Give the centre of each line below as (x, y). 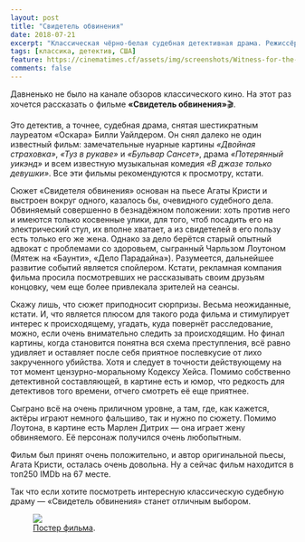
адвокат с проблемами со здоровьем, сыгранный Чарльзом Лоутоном (148, 248)
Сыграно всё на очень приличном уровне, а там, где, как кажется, (140, 408)
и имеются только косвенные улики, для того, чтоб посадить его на (142, 219)
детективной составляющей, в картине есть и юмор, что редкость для (148, 381)
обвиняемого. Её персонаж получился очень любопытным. (126, 437)
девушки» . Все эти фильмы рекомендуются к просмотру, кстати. (137, 173)
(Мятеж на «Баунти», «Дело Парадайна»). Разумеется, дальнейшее (142, 258)
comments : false (41, 69)
